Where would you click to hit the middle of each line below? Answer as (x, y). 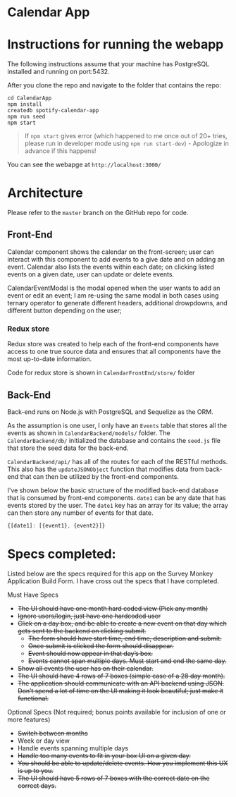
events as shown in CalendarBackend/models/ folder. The (89, 433)
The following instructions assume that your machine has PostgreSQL (108, 64)
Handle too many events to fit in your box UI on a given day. (104, 755)
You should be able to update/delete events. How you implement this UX (123, 763)
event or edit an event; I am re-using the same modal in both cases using (113, 295)
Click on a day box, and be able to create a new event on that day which (122, 623)
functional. (33, 698)
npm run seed (26, 117)
